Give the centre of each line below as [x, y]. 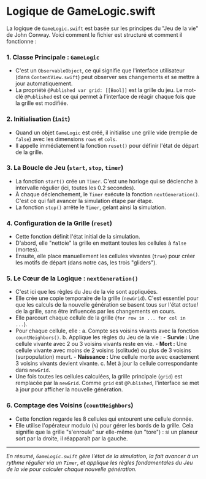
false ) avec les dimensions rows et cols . [66, 139]
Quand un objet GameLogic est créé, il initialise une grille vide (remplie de [106, 132]
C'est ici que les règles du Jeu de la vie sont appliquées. [86, 292]
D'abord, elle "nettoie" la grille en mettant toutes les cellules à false [101, 243]
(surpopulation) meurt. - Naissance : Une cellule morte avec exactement [107, 357]
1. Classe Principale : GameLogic [53, 57]
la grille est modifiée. [42, 103]
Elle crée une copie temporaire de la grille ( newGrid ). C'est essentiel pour [107, 298]
